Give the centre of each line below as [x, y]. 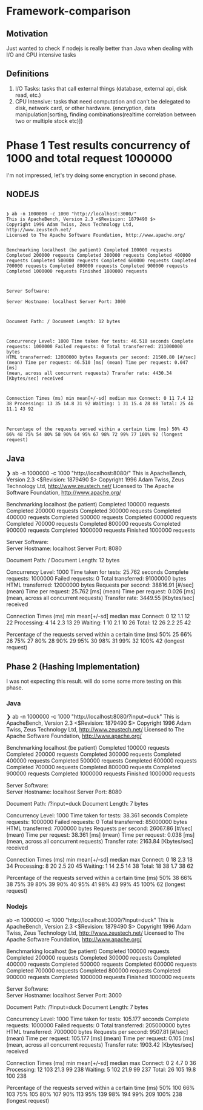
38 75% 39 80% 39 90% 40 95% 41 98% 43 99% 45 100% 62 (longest [96, 884]
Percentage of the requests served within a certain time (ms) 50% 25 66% [99, 635]
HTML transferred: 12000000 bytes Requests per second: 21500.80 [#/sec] [101, 357]
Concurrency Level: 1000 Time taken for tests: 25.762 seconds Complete [98, 572]
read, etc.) [28, 95]
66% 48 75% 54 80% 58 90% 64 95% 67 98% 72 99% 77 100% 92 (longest [95, 435]
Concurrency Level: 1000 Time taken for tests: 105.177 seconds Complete [98, 1019]
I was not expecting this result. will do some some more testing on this [94, 681]
